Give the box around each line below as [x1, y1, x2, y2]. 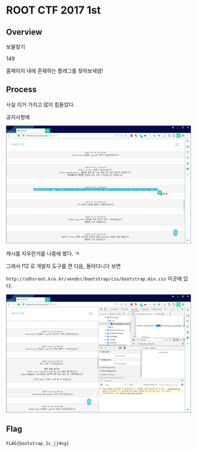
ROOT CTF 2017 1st [6, 4, 101, 17]
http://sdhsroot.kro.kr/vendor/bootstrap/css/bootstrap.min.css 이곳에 [6, 275, 182, 282]
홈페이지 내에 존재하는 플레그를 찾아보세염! [6, 67, 104, 74]
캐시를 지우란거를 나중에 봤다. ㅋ [6, 250, 80, 257]
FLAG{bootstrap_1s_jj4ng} [6, 441, 69, 447]
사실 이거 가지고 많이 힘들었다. [6, 101, 75, 108]
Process [6, 85, 37, 95]
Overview [6, 27, 43, 37]
